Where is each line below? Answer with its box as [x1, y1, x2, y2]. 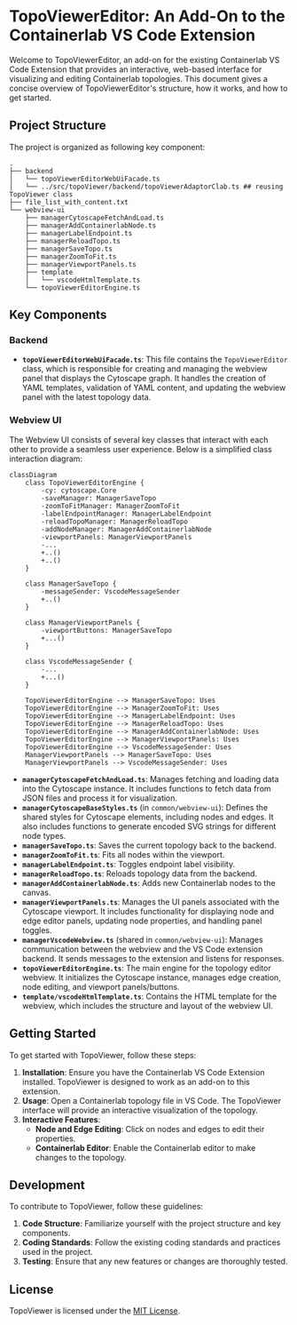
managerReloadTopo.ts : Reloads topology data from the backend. [21, 868, 258, 879]
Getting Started [9, 1026, 97, 1042]
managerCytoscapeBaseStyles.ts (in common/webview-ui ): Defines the [21, 802, 269, 812]
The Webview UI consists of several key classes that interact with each [9, 434, 269, 445]
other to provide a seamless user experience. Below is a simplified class [9, 443, 273, 454]
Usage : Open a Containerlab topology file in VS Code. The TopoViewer [21, 1095, 282, 1105]
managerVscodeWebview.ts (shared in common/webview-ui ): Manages [21, 934, 263, 945]
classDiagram [9, 470, 58, 479]
